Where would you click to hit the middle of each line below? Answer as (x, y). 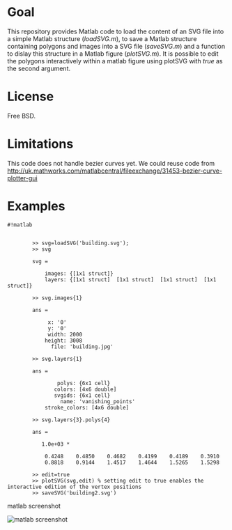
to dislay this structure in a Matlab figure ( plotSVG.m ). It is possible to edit (113, 54)
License (31, 96)
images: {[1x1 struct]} (79, 273)
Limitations (40, 144)
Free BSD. (22, 116)
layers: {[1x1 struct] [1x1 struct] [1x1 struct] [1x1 (130, 279)
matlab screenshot (34, 506)
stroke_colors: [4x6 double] (87, 407)
